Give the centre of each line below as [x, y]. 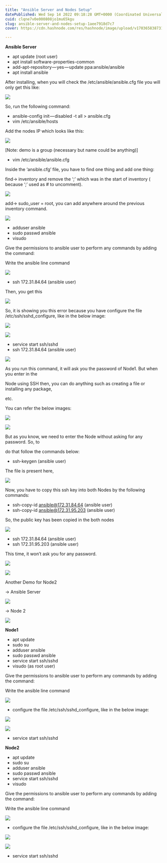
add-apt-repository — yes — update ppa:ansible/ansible [68, 67]
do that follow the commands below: [42, 451]
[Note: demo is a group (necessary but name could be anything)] [72, 150]
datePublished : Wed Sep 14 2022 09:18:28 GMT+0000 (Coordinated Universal [84, 14]
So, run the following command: [38, 107]
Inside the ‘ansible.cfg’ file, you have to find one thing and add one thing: [80, 170]
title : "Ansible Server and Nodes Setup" [49, 10]
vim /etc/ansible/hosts [35, 121]
